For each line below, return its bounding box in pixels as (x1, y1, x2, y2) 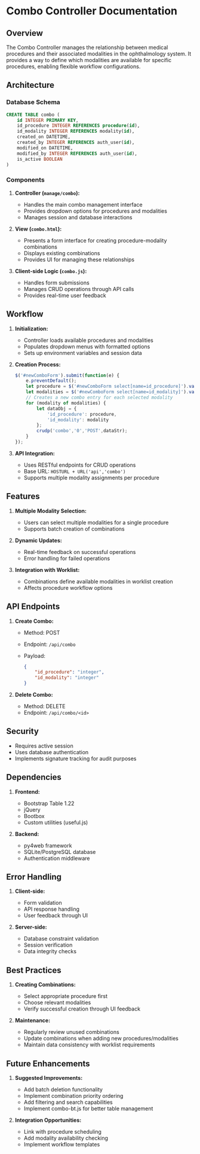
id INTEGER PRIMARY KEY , (17, 117, 79, 123)
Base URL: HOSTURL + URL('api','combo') (23, 467, 126, 475)
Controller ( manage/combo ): (14, 189, 80, 197)
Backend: (14, 830, 39, 837)
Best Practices (6, 965, 61, 975)
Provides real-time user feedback (23, 292, 106, 299)
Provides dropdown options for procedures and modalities (23, 207, 167, 215)
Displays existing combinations (23, 249, 100, 256)
